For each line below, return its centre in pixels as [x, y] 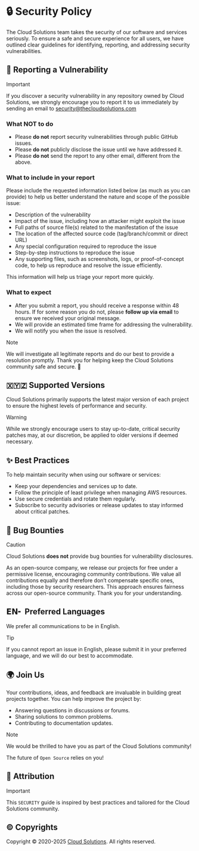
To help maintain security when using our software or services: [83, 475]
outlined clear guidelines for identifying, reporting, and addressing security [98, 45]
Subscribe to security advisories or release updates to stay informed [99, 505]
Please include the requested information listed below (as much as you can [98, 191]
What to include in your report [51, 178]
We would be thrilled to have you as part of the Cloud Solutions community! [99, 746]
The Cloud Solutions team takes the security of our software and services [97, 32]
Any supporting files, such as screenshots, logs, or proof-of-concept [99, 259]
